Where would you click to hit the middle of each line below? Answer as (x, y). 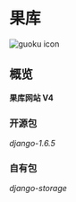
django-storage (38, 189)
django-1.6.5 (32, 144)
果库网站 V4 (31, 97)
